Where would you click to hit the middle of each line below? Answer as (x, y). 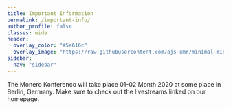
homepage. (23, 99)
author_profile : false (40, 26)
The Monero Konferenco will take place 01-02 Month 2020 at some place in (114, 84)
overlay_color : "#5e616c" (51, 45)
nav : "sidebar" (35, 65)
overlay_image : (35, 52)
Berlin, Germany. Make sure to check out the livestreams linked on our (107, 91)
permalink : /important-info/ (49, 20)
